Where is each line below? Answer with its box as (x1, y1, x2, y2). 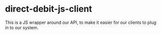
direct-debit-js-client (5, 3, 92, 15)
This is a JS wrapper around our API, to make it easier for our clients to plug (5, 19, 157, 25)
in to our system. (5, 24, 39, 30)
